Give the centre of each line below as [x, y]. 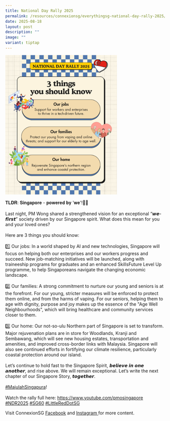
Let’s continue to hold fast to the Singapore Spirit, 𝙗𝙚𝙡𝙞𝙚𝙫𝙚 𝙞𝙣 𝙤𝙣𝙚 [75, 365]
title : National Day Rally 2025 [39, 11]
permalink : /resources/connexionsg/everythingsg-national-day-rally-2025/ [86, 16]
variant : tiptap [22, 43]
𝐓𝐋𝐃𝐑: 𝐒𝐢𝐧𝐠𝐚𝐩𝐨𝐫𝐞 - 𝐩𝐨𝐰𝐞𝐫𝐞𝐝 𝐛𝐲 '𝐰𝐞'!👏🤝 [47, 202]
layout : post [19, 27]
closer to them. [21, 315]
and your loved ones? [28, 224]
